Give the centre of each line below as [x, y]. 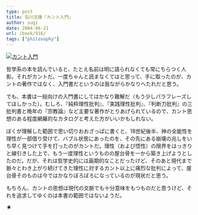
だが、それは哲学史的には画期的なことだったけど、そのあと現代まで [109, 161]
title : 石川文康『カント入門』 [40, 17]
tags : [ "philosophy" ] [33, 39]
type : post [20, 12]
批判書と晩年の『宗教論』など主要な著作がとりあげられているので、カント [97, 111]
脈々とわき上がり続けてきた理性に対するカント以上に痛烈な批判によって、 [96, 168]
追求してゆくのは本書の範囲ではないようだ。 [71, 195]
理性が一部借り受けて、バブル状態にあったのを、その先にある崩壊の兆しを [97, 139]
